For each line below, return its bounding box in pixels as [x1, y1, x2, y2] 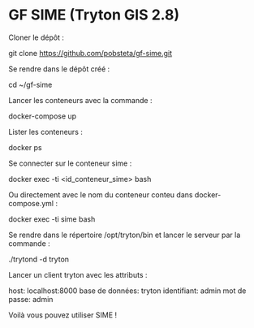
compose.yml [8, 198, 54, 208]
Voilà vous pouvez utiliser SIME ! [8, 310, 118, 320]
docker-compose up [8, 111, 77, 121]
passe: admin [8, 294, 54, 304]
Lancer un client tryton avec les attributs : [8, 270, 148, 279]
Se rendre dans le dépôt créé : [8, 63, 110, 74]
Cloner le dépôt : [8, 32, 65, 42]
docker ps [8, 142, 42, 152]
